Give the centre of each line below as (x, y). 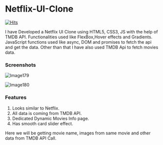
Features (16, 97)
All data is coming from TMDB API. (47, 113)
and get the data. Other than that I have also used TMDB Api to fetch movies (82, 47)
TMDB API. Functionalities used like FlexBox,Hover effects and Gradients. (79, 37)
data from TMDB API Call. (31, 138)
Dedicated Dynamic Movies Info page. (51, 118)
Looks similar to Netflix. (36, 108)
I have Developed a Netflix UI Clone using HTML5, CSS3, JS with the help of (81, 32)
